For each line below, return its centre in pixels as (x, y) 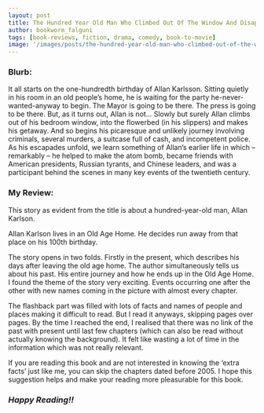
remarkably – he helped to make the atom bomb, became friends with (121, 156)
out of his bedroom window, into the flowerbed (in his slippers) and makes (128, 122)
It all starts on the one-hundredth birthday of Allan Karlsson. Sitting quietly (128, 89)
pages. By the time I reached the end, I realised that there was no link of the (131, 322)
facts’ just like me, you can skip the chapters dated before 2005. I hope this (130, 371)
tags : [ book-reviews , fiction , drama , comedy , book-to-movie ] (112, 37)
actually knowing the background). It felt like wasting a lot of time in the (124, 339)
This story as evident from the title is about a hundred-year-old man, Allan (128, 210)
